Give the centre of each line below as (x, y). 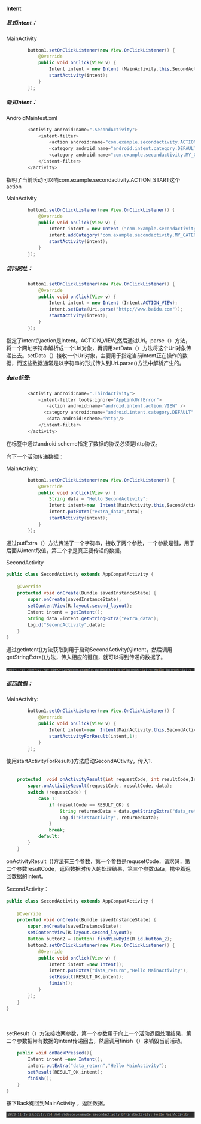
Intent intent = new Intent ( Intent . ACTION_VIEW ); (113, 303)
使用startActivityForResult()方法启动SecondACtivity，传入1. (79, 761)
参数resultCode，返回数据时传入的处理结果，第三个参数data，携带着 (101, 868)
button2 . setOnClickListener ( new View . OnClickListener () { (101, 945)
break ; (57, 830)
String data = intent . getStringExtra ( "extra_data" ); (94, 618)
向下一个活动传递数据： (35, 456)
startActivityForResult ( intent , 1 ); (93, 736)
